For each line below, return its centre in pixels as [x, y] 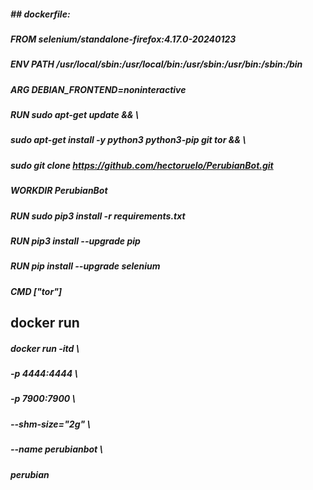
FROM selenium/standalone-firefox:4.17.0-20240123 [123, 39]
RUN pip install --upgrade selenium [85, 266]
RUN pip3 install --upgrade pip [75, 241]
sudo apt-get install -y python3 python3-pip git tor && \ [128, 140]
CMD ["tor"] [36, 291]
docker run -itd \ [45, 348]
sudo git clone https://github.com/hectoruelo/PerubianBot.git [142, 165]
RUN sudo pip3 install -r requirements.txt [98, 216]
